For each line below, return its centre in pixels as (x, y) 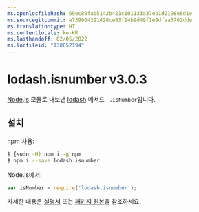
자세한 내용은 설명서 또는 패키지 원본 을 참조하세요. (74, 202)
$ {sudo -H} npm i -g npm (44, 154)
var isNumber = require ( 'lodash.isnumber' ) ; (72, 188)
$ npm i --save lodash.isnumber (53, 160)
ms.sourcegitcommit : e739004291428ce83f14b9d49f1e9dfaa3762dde (100, 20)
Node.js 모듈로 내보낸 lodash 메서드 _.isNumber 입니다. (82, 99)
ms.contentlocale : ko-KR (43, 33)
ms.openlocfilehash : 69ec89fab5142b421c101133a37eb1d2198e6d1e (100, 13)
